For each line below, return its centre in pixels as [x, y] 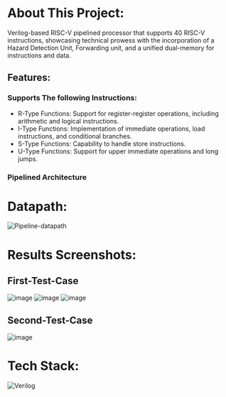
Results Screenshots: [72, 255]
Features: [29, 78]
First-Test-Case [43, 281]
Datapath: [37, 206]
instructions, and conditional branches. [75, 136]
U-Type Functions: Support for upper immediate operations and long [118, 151]
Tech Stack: [43, 366]
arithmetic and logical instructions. [68, 121]
